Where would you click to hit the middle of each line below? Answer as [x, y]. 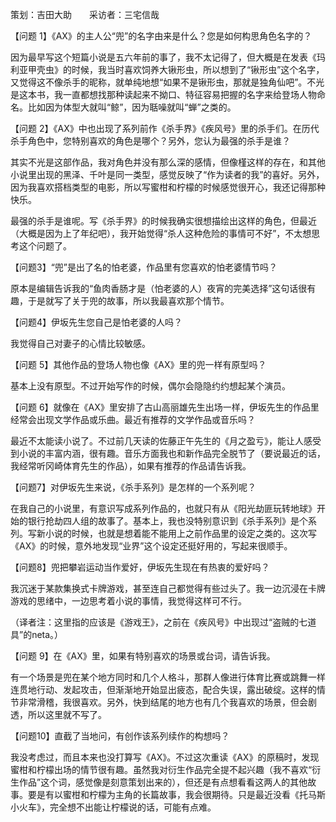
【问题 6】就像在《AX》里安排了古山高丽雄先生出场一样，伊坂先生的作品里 [165, 407]
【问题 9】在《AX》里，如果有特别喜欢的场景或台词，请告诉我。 [143, 656]
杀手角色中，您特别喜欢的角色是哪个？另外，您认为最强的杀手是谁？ [150, 141]
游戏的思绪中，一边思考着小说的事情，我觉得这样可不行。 [128, 601]
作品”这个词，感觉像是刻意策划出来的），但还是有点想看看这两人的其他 [163, 782]
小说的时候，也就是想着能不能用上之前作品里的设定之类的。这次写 [180, 533]
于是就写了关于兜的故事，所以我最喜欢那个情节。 [128, 301]
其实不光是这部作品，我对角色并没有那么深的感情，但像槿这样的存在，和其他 [168, 162]
